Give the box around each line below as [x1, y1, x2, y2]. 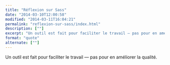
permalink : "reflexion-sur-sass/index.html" [5, 21, 101, 27]
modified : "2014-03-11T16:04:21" [5, 17, 76, 22]
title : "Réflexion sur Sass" [5, 7, 67, 13]
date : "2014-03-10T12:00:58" [5, 12, 67, 17]
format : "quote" [5, 36, 39, 41]
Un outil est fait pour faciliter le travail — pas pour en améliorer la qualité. [5, 54, 157, 60]
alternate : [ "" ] [5, 40, 39, 45]
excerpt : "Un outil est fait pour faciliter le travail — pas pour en [5, 31, 157, 36]
